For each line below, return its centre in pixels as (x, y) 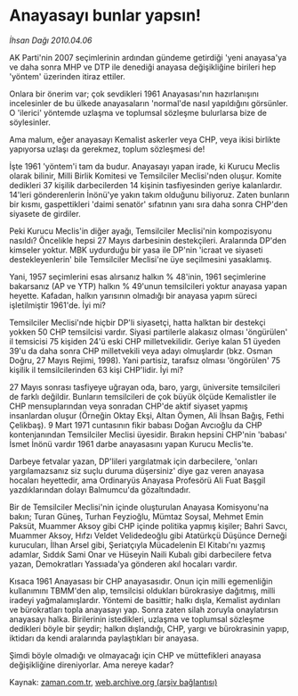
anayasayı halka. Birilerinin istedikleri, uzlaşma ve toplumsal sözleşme (137, 619)
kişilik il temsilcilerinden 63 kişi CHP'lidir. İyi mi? (97, 369)
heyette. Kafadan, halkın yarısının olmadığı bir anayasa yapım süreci (133, 295)
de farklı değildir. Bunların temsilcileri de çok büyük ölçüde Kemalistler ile (143, 396)
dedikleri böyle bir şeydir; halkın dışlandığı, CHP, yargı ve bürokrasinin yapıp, (149, 628)
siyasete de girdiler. (45, 213)
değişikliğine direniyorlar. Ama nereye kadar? (92, 665)
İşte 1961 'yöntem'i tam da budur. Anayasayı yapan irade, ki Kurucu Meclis (145, 166)
